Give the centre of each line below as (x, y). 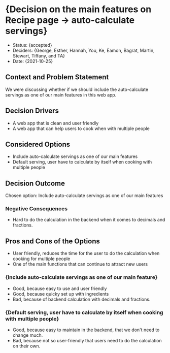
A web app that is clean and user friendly (56, 123)
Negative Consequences (36, 209)
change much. (28, 335)
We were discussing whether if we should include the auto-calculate (77, 89)
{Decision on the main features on (78, 9)
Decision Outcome (35, 183)
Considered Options (38, 144)
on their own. (26, 346)
